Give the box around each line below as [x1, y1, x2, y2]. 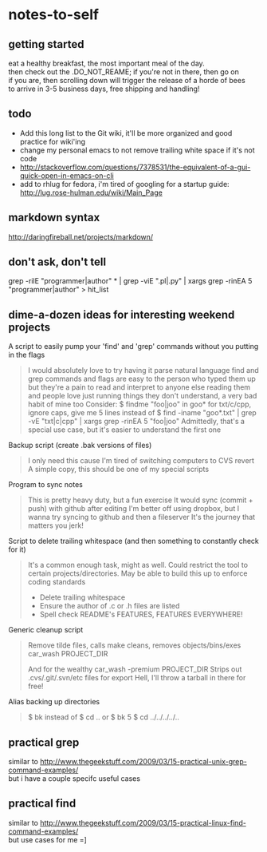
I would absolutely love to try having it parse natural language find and [27, 366, 259, 375]
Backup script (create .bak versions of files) [8, 441, 152, 450]
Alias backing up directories [8, 697, 100, 707]
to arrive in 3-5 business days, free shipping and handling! [8, 84, 200, 93]
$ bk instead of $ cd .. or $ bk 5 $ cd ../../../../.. [27, 712, 179, 722]
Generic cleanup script [8, 625, 84, 635]
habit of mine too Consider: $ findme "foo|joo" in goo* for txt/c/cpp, [27, 399, 252, 409]
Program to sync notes [8, 480, 84, 489]
